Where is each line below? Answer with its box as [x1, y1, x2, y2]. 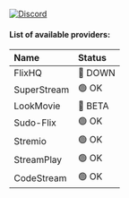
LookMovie [13, 99, 61, 112]
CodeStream [13, 171, 67, 184]
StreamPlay [13, 153, 63, 166]
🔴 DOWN [77, 67, 116, 80]
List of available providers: [9, 29, 110, 39]
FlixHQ [13, 67, 43, 80]
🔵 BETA [77, 99, 109, 112]
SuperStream [13, 83, 70, 96]
